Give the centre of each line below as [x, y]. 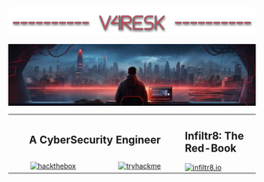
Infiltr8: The [214, 136]
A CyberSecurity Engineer [95, 140]
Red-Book [211, 149]
